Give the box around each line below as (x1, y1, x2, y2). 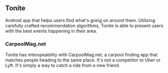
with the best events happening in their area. (5, 27, 98, 34)
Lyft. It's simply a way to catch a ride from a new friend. (5, 62, 120, 68)
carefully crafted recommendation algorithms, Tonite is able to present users (5, 22, 163, 28)
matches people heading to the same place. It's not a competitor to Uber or (5, 57, 161, 63)
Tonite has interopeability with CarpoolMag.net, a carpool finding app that (5, 52, 158, 58)
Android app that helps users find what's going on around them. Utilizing (5, 17, 155, 23)
